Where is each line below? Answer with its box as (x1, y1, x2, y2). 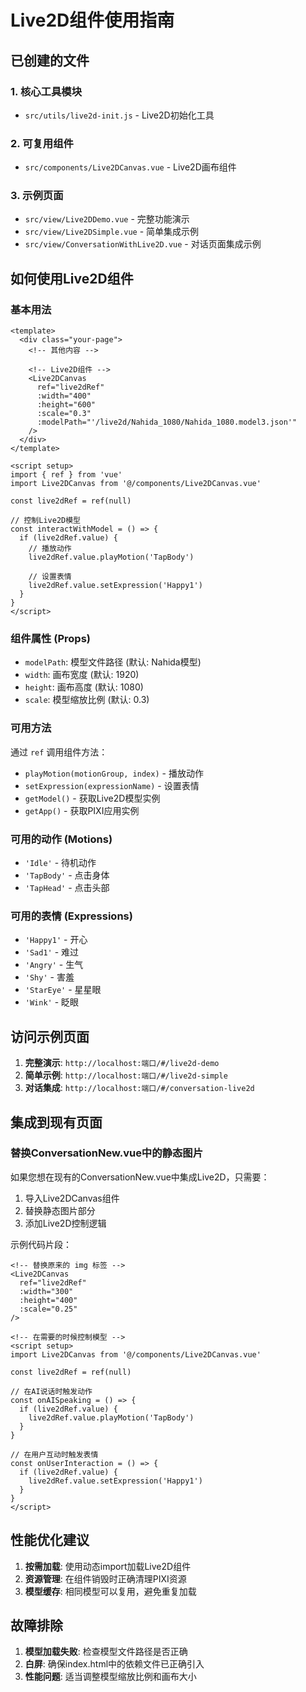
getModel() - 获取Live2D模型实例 (24, 792, 161, 804)
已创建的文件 (10, 52, 90, 69)
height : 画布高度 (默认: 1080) (24, 681, 144, 693)
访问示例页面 (10, 1028, 90, 1045)
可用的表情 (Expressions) (10, 909, 133, 923)
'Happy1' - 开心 (24, 934, 88, 946)
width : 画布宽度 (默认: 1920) (24, 669, 140, 681)
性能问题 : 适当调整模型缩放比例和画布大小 (24, 1671, 197, 1683)
